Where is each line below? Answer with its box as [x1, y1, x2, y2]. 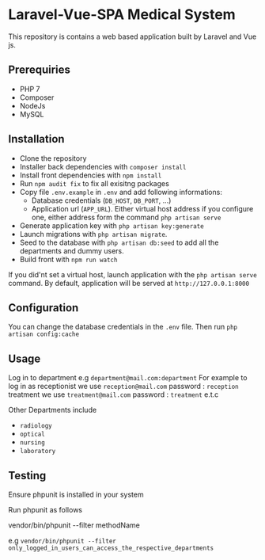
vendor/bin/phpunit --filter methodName [8, 520, 140, 530]
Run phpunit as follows [8, 505, 83, 514]
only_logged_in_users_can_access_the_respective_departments [8, 544, 214, 552]
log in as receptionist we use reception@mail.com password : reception [8, 382, 239, 391]
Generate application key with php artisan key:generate [19, 220, 204, 230]
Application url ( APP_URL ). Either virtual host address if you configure [31, 204, 254, 213]
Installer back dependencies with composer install [19, 162, 187, 171]
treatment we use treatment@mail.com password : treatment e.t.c [8, 390, 219, 399]
